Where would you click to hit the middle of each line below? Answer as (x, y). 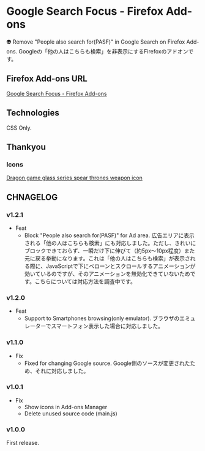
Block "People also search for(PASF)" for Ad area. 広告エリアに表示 (109, 235)
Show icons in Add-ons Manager (66, 407)
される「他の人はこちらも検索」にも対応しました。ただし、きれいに (110, 243)
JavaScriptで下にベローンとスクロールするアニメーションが (121, 266)
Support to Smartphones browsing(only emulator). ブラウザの (102, 318)
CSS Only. (19, 128)
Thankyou (26, 147)
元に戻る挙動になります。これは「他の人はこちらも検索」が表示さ (107, 258)
